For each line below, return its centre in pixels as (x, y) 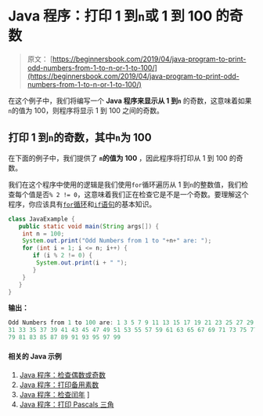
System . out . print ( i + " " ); (82, 263)
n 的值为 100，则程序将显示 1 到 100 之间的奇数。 (86, 110)
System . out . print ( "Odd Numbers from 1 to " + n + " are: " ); (117, 241)
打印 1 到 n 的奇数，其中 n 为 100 (80, 138)
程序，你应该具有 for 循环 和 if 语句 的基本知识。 (82, 204)
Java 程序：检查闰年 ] (54, 395)
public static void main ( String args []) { (88, 226)
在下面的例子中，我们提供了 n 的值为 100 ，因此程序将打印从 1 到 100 (118, 158)
